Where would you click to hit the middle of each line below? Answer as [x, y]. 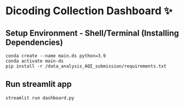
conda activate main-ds [35, 61]
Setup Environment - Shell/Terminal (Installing [92, 33]
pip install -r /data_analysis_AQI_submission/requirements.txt [86, 66]
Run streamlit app [39, 84]
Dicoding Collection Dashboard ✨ [89, 11]
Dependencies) [34, 42]
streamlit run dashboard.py [40, 98]
